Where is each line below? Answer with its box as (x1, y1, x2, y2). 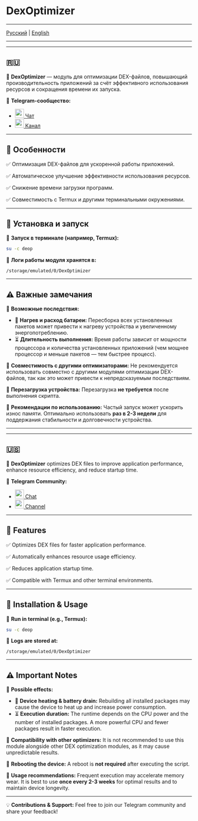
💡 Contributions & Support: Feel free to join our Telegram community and (6, 802, 186, 809)
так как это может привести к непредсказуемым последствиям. (27, 375, 191, 382)
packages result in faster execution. (14, 725, 102, 732)
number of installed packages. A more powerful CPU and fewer (14, 719, 169, 726)
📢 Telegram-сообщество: (6, 97, 71, 104)
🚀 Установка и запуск (6, 218, 89, 228)
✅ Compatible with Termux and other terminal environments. (6, 577, 153, 584)
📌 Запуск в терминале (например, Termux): (6, 234, 119, 241)
